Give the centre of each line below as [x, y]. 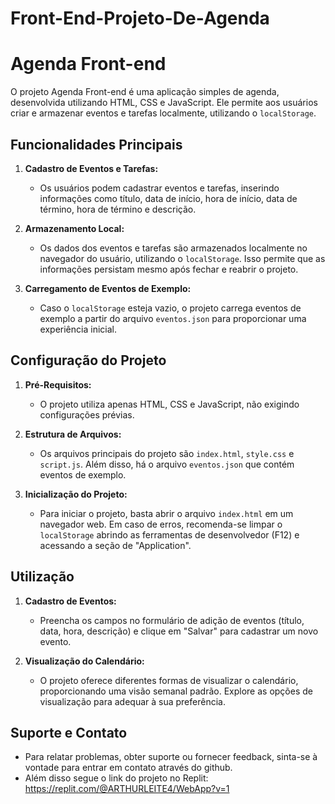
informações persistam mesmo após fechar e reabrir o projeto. [169, 269]
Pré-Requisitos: [58, 384]
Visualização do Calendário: [84, 661]
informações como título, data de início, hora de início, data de [168, 198]
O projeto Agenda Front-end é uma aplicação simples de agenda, [145, 92]
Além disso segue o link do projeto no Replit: [116, 778]
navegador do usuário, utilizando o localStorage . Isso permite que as [182, 258]
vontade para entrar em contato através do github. [128, 768]
